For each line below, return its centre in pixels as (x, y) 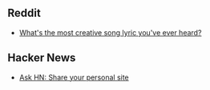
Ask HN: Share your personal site (74, 77)
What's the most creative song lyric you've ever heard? (110, 32)
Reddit (24, 13)
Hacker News (42, 58)
